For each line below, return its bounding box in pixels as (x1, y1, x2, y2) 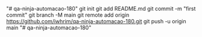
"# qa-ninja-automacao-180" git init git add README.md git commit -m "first (6, 5, 196, 12)
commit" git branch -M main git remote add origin (6, 11, 130, 18)
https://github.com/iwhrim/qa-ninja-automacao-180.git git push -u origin (6, 18, 187, 24)
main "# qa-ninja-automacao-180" (6, 24, 92, 31)
